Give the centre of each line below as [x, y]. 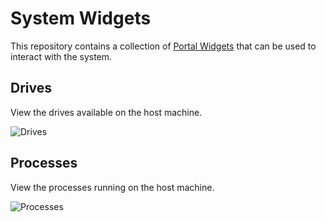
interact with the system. [61, 56]
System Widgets [81, 18]
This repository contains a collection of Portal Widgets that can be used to [163, 46]
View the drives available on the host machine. [106, 112]
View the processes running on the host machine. [112, 187]
